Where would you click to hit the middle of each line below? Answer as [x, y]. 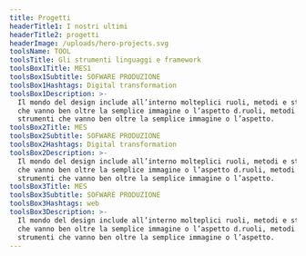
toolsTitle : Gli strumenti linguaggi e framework [106, 60]
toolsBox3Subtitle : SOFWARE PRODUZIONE [85, 195]
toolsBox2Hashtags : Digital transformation [93, 144]
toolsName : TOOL [40, 52]
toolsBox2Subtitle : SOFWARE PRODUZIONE [85, 136]
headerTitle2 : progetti [55, 34]
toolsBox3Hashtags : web [55, 204]
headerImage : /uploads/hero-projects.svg [89, 43]
